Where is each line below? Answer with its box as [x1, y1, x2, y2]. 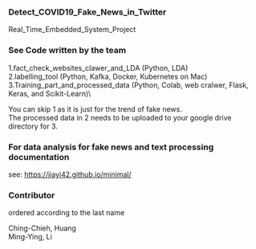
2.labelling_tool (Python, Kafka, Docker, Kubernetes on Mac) [8, 71, 208, 81]
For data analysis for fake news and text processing [8, 141, 214, 153]
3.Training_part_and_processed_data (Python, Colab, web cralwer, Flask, [8, 80, 249, 90]
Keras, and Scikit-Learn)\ [8, 88, 91, 98]
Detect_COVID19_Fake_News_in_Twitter [8, 6, 167, 18]
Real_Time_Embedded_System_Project [8, 25, 136, 35]
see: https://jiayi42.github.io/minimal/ [8, 169, 132, 179]
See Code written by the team [8, 45, 127, 56]
